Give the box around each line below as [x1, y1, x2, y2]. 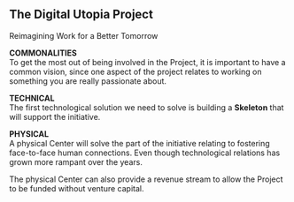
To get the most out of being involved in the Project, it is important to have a [9, 56, 286, 67]
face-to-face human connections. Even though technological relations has [9, 147, 281, 158]
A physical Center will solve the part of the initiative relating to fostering [9, 138, 270, 148]
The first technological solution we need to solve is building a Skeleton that [9, 101, 284, 113]
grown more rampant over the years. [9, 156, 143, 167]
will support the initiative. [9, 111, 101, 122]
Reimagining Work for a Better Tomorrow [9, 30, 159, 41]
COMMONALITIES [9, 48, 77, 58]
